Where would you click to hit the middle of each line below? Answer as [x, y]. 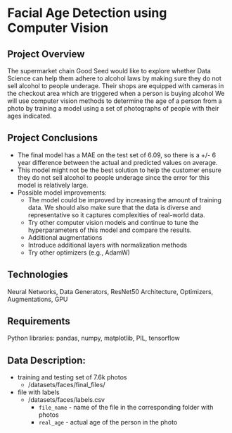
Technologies [38, 275]
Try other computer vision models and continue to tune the [113, 222]
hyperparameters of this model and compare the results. [110, 230]
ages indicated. [30, 116]
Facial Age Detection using [87, 13]
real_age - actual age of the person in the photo [108, 422]
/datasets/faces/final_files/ [66, 385]
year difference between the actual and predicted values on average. [117, 162]
